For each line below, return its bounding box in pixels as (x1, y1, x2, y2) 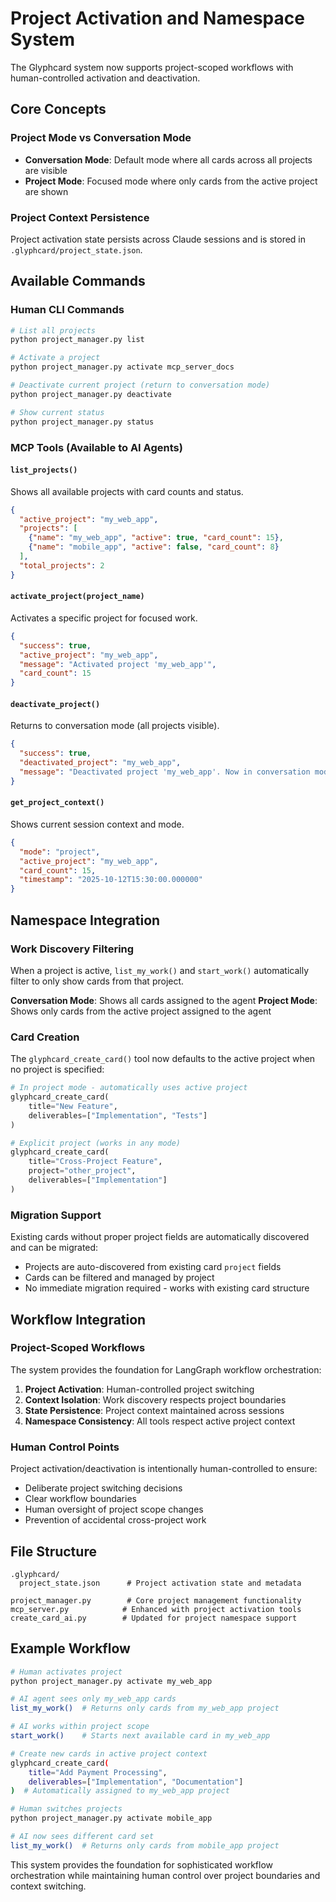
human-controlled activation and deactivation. (10, 72, 201, 84)
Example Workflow (10, 1640, 131, 1657)
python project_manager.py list (10, 335, 145, 345)
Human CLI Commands (10, 303, 125, 317)
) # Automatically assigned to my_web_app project (10, 1786, 230, 1796)
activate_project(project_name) (10, 592, 145, 602)
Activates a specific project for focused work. (10, 612, 198, 624)
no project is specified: (10, 1063, 105, 1076)
